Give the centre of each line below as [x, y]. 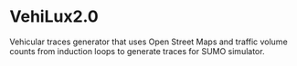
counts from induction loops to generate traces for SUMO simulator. [137, 51]
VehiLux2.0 [54, 17]
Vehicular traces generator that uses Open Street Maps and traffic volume [148, 42]
